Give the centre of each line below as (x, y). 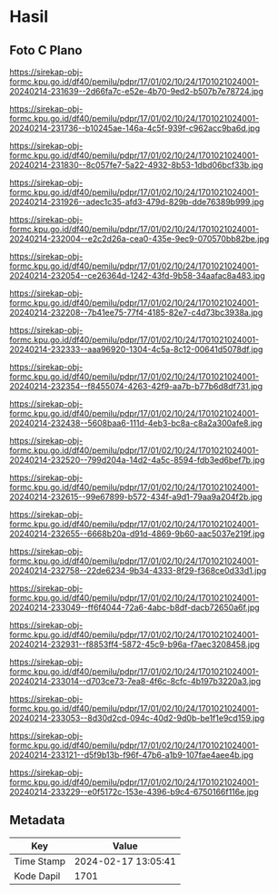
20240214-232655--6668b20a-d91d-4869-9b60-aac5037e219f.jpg (137, 534)
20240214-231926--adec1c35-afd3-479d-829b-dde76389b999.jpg (137, 202)
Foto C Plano (46, 50)
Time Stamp (40, 861)
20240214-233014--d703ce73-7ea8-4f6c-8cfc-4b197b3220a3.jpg (135, 681)
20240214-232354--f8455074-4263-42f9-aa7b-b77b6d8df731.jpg (136, 386)
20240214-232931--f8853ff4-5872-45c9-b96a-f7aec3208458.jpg (135, 644)
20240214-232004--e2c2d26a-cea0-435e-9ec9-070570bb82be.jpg (139, 239)
